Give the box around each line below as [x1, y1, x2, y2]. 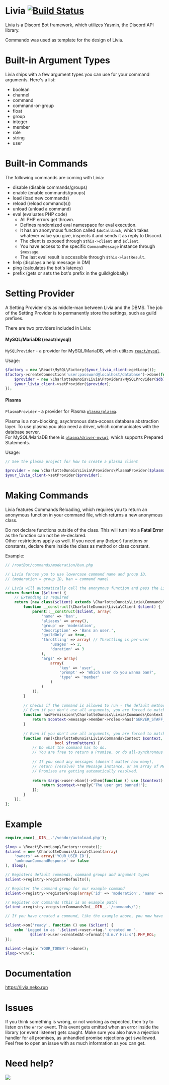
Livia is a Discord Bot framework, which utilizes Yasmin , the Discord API [5, 22, 154, 28]
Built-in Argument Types [5, 55, 111, 66]
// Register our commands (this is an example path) [5, 900, 118, 905]
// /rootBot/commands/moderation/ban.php [5, 563, 94, 568]
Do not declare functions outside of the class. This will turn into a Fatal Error [5, 527, 163, 533]
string [12, 134, 25, 141]
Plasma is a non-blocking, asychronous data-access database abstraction [5, 418, 159, 424]
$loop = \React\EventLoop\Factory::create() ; [5, 844, 102, 849]
